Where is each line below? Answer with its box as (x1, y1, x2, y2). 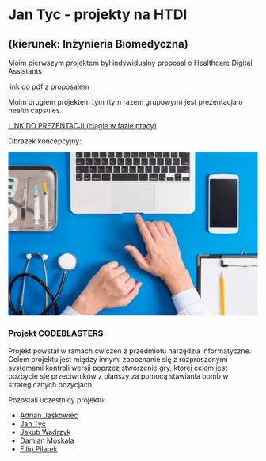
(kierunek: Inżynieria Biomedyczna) (8, 37, 188, 51)
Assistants (8, 67, 42, 76)
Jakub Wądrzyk (19, 427, 71, 436)
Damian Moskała (19, 436, 74, 445)
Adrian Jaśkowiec (19, 410, 78, 420)
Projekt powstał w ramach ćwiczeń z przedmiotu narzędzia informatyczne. (8, 346, 252, 356)
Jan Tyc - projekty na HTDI (8, 6, 188, 24)
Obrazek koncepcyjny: (8, 136, 82, 146)
